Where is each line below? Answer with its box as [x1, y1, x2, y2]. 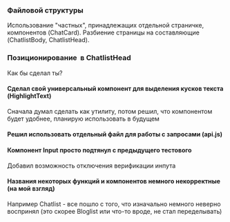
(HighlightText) [7, 92, 52, 100]
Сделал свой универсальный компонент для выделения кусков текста [7, 85, 224, 93]
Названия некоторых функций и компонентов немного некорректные [7, 177, 221, 185]
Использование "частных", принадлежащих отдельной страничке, [7, 21, 204, 30]
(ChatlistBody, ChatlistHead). [7, 36, 90, 44]
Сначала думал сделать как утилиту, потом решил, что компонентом [7, 107, 213, 115]
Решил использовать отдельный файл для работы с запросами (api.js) [7, 130, 223, 139]
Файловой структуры [7, 6, 84, 15]
